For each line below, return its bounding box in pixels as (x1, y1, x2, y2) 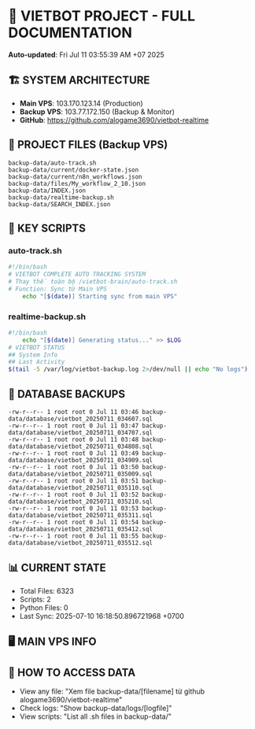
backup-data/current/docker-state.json (8, 165, 139, 174)
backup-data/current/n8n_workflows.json (8, 172, 143, 180)
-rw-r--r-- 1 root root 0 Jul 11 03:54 (8, 518, 139, 526)
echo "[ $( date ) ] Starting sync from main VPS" (22, 292, 178, 300)
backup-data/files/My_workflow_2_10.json (8, 179, 146, 187)
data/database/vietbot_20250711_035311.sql (8, 511, 153, 519)
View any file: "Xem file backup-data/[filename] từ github (19, 686, 205, 696)
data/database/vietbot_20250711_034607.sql (8, 415, 153, 423)
